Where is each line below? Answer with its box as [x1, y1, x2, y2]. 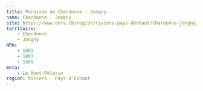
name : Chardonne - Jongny [6, 14, 71, 20]
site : [6, 20, 20, 26]
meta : [6, 64, 20, 71]
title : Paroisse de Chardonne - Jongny [6, 8, 107, 15]
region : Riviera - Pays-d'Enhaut [6, 75, 91, 81]
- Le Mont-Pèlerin [17, 70, 63, 76]
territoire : [6, 25, 36, 32]
